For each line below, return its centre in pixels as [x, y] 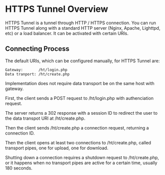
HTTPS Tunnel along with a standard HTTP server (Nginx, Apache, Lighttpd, [83, 28]
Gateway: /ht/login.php [36, 70]
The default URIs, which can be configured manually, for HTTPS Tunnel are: [82, 61]
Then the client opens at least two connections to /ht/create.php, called [78, 142]
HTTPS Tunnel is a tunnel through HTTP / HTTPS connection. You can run [81, 23]
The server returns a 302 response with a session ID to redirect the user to [81, 113]
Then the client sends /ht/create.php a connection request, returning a [77, 128]
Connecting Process [37, 49]
